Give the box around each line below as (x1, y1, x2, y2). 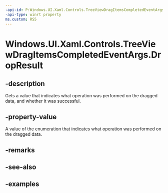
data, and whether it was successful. (5, 98, 81, 104)
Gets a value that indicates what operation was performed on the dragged (5, 93, 157, 99)
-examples (5, 180, 39, 188)
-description (5, 79, 45, 88)
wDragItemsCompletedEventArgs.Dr (5, 49, 161, 60)
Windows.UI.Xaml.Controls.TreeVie (5, 38, 156, 50)
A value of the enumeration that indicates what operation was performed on (5, 126, 161, 132)
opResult (5, 60, 43, 71)
